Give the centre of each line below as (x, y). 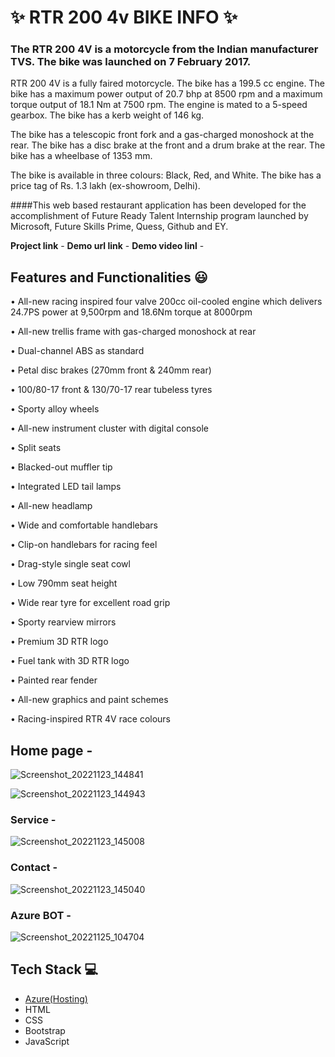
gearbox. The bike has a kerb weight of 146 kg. (107, 115)
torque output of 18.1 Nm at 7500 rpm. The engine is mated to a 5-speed (159, 105)
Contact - (34, 868)
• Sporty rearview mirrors (63, 622)
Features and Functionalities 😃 (109, 277)
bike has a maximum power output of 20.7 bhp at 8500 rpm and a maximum (166, 94)
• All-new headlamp (51, 506)
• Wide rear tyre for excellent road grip (90, 603)
